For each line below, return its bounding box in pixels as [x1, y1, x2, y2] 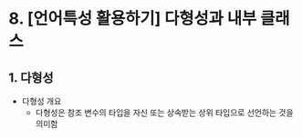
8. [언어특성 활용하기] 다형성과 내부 [8, 8, 257, 29]
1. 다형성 [8, 70, 54, 85]
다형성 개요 [21, 96, 62, 106]
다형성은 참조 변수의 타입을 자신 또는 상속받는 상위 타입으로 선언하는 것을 [35, 107, 294, 118]
